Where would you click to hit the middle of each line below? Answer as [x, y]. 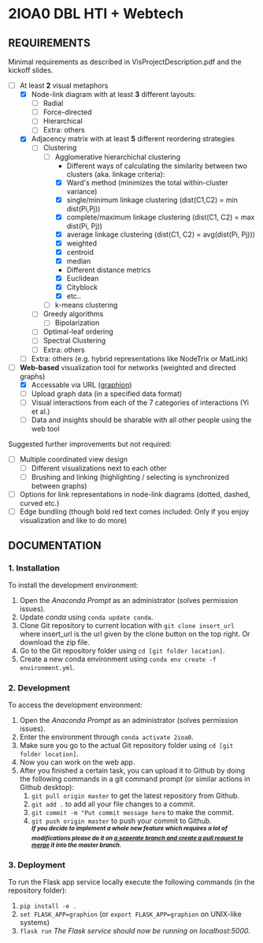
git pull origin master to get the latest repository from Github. [135, 796]
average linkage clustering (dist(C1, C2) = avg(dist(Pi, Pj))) [161, 234]
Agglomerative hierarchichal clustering [118, 157]
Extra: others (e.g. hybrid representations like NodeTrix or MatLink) [139, 358]
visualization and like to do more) [73, 521]
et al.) [41, 411]
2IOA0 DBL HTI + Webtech [96, 14]
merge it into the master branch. [76, 845]
